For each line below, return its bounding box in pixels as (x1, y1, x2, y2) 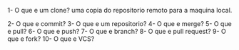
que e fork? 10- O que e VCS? (7, 35, 95, 43)
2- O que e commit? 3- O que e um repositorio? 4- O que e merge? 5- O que (7, 20, 232, 27)
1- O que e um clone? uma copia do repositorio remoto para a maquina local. (7, 6, 233, 14)
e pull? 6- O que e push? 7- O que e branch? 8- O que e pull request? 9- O (7, 27, 226, 35)
